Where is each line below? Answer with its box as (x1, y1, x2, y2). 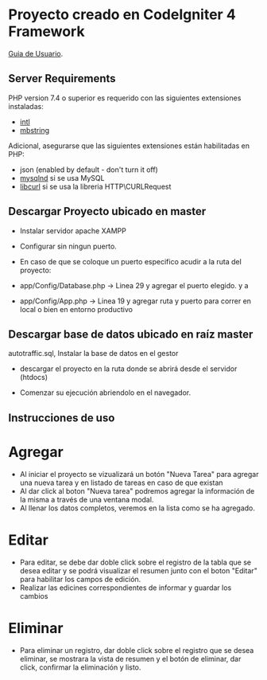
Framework (8, 22, 85, 41)
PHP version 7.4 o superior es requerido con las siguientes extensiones (8, 93, 242, 103)
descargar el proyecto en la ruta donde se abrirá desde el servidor (19, 364, 238, 373)
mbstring (19, 125, 50, 135)
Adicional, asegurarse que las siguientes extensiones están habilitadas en (8, 141, 250, 150)
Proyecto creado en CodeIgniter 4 (8, 6, 236, 24)
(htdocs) (19, 373, 48, 382)
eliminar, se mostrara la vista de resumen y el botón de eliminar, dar (19, 654, 242, 663)
